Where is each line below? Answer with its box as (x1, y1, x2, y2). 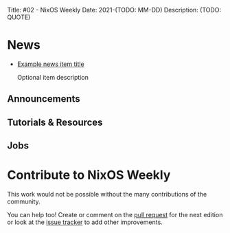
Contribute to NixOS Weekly (7, 168, 171, 183)
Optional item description (16, 73, 89, 81)
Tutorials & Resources (7, 116, 103, 128)
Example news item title (16, 60, 84, 68)
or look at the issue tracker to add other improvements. (7, 218, 163, 226)
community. (7, 197, 41, 206)
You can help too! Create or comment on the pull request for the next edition (7, 211, 223, 219)
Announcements (7, 93, 80, 105)
